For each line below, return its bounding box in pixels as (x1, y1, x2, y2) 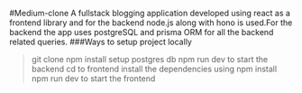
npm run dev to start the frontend (31, 73, 156, 84)
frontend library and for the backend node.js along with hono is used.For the (9, 17, 293, 28)
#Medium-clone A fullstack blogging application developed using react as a (9, 8, 291, 18)
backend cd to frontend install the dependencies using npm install (31, 63, 278, 74)
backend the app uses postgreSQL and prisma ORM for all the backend (9, 27, 274, 37)
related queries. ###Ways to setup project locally (9, 36, 192, 47)
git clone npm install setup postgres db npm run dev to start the (31, 54, 269, 64)
